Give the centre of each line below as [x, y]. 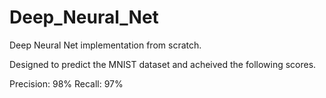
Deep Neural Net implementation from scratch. [105, 45]
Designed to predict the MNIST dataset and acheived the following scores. [163, 64]
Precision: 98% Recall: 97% [66, 83]
